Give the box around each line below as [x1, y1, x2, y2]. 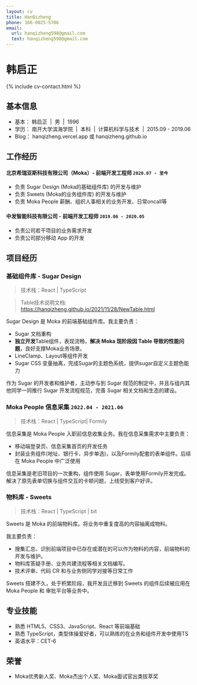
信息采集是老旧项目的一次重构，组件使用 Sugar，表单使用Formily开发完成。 [6, 470, 189, 477]
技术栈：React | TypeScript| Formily [20, 417, 108, 425]
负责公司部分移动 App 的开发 [14, 234, 85, 241]
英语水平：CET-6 [14, 637, 56, 644]
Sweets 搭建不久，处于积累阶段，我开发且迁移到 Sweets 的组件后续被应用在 [6, 580, 191, 587]
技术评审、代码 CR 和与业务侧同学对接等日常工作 [14, 567, 133, 574]
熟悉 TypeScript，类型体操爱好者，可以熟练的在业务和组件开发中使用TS [14, 630, 189, 637]
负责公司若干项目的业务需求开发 [14, 227, 92, 234]
